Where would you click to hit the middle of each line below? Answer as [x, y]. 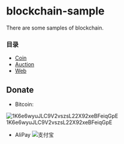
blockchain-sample [55, 11]
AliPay [23, 135]
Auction [25, 64]
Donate [20, 89]
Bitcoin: [24, 104]
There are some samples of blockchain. [55, 28]
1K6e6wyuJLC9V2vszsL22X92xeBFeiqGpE [59, 122]
